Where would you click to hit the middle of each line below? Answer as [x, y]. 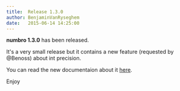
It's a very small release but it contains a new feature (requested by [90, 52]
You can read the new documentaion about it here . [69, 70]
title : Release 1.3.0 [35, 12]
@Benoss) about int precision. [44, 58]
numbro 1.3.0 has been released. [48, 40]
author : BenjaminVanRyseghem [43, 17]
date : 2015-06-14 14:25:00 [43, 23]
